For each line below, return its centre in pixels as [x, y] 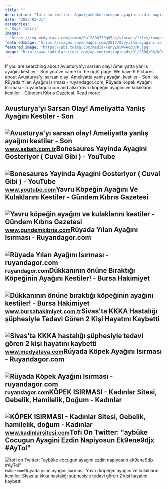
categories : [17, 24]
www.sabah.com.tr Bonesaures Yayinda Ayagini [76, 149]
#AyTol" [18, 448]
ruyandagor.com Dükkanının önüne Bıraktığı [70, 270]
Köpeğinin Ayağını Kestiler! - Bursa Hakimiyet [78, 278]
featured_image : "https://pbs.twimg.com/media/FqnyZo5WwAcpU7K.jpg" [78, 47]
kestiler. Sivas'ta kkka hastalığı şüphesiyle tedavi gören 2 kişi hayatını [76, 476]
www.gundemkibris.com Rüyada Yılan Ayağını [72, 230]
